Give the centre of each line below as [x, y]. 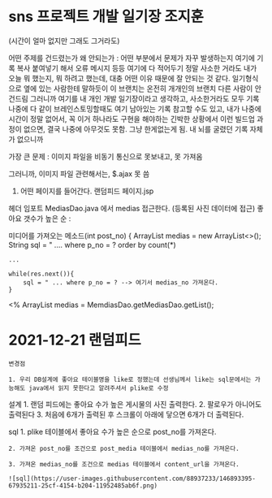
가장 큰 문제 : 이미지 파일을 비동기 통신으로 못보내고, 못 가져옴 [106, 156]
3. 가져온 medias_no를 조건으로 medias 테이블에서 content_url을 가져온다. [124, 464]
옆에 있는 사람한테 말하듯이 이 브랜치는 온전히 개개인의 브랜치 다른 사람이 [138, 88]
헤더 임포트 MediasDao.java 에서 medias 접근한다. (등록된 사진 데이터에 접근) [132, 208]
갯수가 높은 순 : [47, 218]
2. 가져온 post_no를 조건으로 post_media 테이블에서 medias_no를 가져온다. [124, 448]
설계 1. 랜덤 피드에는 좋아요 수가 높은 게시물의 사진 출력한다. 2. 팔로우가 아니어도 [135, 404]
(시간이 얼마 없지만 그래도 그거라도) [64, 41]
